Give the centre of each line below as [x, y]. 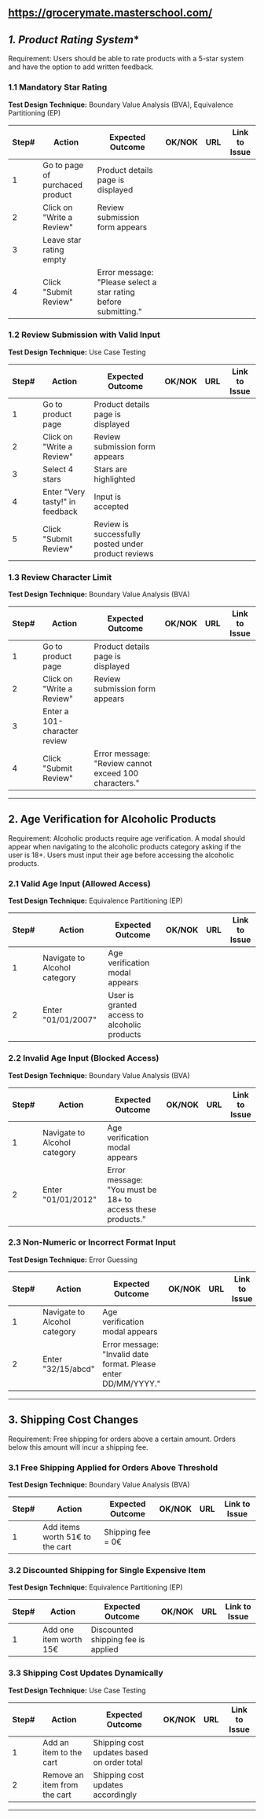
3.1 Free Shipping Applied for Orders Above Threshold [113, 1467]
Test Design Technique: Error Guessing [73, 1260]
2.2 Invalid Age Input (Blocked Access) [84, 1058]
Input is [108, 497]
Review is [112, 524]
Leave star [62, 240]
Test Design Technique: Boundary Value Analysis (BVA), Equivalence [121, 105]
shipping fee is [118, 1640]
